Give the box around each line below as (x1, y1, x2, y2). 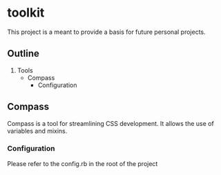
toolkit (7, 5, 45, 21)
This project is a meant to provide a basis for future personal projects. (7, 28, 206, 36)
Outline (7, 48, 39, 59)
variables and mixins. (7, 127, 68, 135)
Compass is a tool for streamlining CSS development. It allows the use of (7, 119, 214, 127)
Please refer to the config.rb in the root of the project (7, 159, 158, 167)
